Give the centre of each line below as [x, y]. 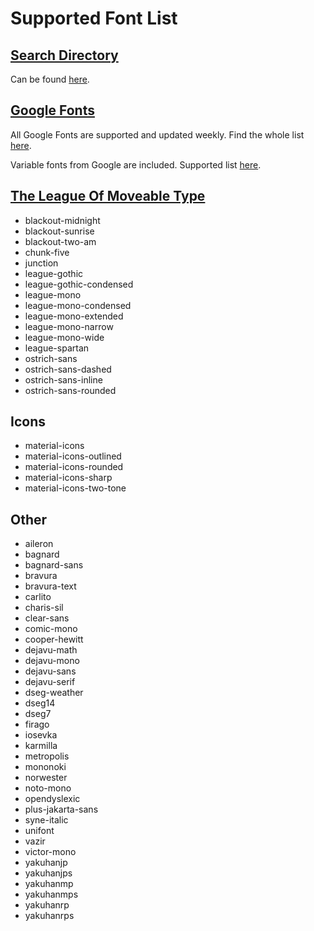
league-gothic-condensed [79, 284]
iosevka [41, 735]
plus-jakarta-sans [61, 809]
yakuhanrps [49, 916]
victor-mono [50, 852]
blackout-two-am [60, 241]
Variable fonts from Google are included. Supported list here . [136, 164]
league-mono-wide [64, 337]
